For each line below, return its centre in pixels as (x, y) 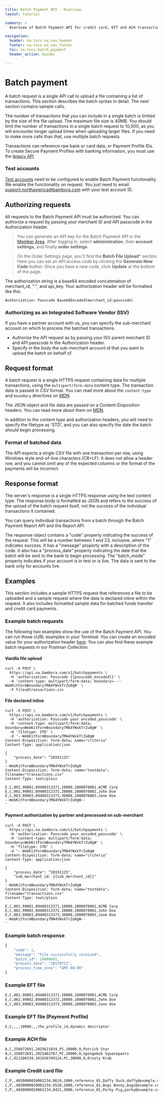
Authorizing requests (38, 205)
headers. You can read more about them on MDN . (55, 410)
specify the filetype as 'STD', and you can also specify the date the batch (78, 425)
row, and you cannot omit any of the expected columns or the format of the (80, 463)
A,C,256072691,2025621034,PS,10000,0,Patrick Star (57, 1049)
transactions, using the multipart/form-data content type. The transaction (79, 385)
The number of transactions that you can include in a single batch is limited (80, 116)
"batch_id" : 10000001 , (37, 959)
